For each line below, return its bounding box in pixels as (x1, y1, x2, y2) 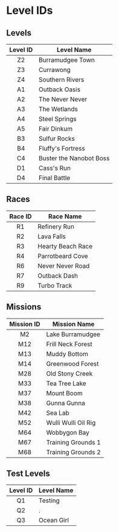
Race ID (9, 212, 32, 221)
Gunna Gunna (46, 398, 86, 407)
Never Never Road (37, 261, 90, 270)
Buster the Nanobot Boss (38, 154, 110, 162)
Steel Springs (38, 115, 77, 123)
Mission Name (52, 320, 95, 328)
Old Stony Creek (46, 369, 93, 378)
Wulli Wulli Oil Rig (46, 418, 96, 427)
